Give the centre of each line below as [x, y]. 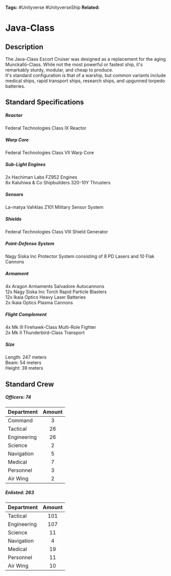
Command [20, 421]
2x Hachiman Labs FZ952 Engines [41, 177]
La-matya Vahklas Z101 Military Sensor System [54, 207]
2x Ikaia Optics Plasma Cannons [39, 303]
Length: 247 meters [26, 357]
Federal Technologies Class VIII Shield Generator [57, 232]
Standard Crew [30, 384]
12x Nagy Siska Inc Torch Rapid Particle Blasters [56, 292]
